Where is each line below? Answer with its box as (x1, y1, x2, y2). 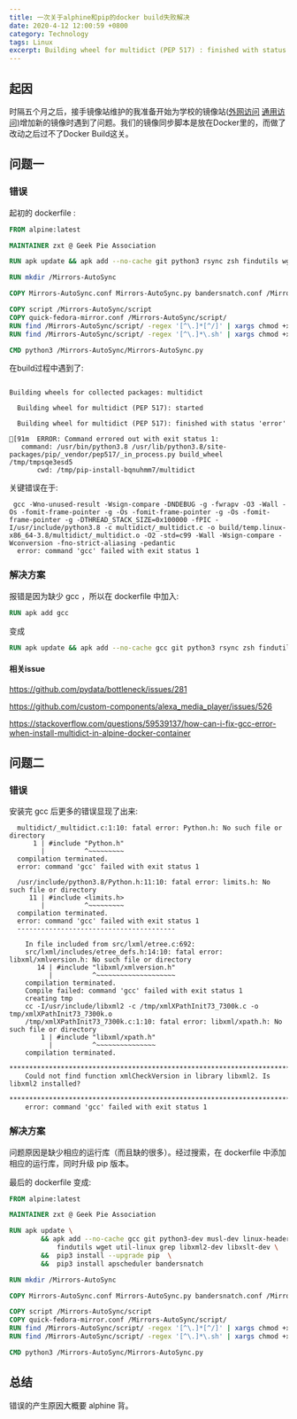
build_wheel (179, 450, 224, 459)
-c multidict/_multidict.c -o (103, 524, 216, 533)
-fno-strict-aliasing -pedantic (56, 539, 176, 548)
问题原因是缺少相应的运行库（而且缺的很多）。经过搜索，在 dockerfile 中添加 (9, 1147, 286, 1158)
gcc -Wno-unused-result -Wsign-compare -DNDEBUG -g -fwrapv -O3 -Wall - (12, 500, 287, 510)
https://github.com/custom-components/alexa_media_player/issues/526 (9, 701, 272, 712)
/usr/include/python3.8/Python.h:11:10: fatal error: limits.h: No (17, 878, 271, 887)
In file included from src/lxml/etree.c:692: (25, 940, 196, 949)
